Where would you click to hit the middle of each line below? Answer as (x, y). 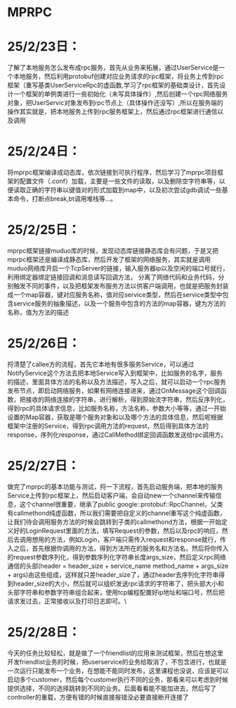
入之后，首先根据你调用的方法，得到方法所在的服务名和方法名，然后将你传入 (118, 548)
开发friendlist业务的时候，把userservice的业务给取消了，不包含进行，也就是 (117, 662)
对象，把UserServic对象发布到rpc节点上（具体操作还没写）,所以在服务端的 (115, 103)
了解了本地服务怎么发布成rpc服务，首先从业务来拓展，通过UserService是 (113, 68)
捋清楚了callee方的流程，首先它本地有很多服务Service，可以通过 (101, 364)
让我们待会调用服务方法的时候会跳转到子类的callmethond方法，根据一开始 (114, 521)
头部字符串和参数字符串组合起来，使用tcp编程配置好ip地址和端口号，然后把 (116, 592)
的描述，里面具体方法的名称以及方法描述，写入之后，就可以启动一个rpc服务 (117, 382)
